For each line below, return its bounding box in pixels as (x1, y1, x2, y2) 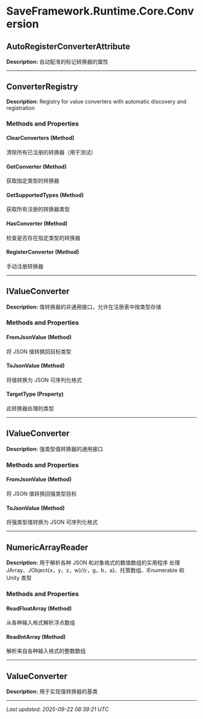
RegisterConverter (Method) (6, 249, 80, 256)
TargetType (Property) (6, 390, 64, 398)
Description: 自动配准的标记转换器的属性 (6, 58, 109, 65)
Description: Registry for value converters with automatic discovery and (6, 98, 187, 105)
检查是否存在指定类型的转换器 (6, 234, 80, 241)
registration (6, 104, 35, 112)
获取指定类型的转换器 (6, 177, 59, 184)
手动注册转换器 (6, 263, 43, 270)
